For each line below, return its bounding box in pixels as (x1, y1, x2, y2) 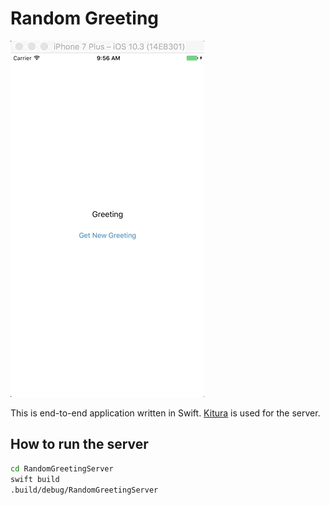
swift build (10, 474, 60, 484)
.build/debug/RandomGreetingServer (10, 485, 159, 495)
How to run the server (10, 436, 149, 453)
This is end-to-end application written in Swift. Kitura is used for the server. (10, 407, 321, 419)
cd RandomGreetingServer (10, 463, 114, 474)
